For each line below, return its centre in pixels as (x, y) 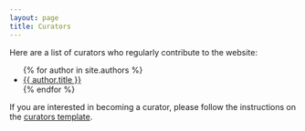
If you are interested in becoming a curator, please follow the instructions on (153, 106)
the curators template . (51, 116)
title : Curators (40, 26)
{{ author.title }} (52, 79)
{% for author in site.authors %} (83, 70)
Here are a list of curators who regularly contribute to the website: (134, 52)
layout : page (34, 18)
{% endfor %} (49, 89)
